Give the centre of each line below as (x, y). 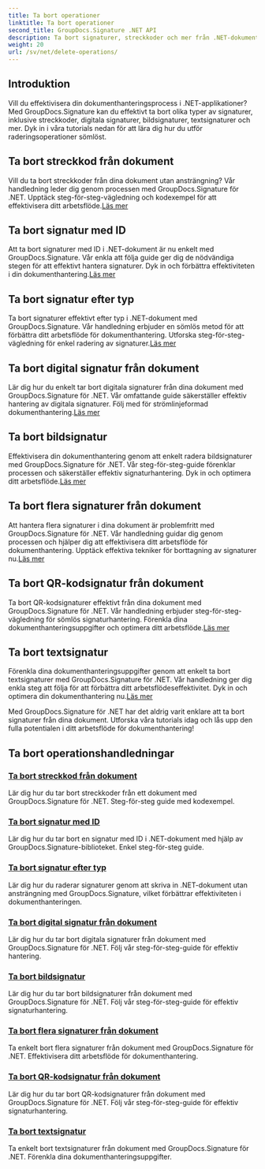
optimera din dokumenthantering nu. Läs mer (80, 697)
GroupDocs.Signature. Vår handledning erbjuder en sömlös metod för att (126, 327)
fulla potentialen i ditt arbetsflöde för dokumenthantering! (101, 728)
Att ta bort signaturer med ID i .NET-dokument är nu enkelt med (111, 249)
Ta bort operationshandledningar (91, 753)
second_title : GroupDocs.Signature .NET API (82, 30)
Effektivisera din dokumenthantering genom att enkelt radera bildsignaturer (130, 456)
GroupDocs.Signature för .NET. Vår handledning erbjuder (101, 611)
